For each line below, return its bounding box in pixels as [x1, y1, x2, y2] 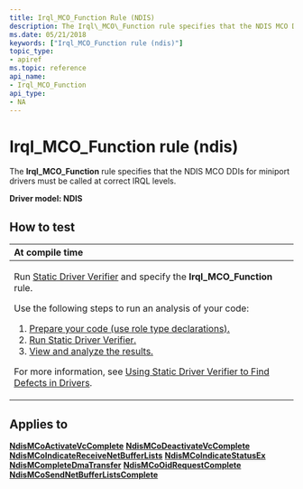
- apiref [9, 55, 42, 64]
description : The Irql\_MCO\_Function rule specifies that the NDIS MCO [9, 22, 289, 31]
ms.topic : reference [9, 64, 87, 73]
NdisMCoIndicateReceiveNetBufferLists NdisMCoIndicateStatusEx [9, 449, 266, 461]
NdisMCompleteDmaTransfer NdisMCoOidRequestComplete [9, 459, 242, 470]
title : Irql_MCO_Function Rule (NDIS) [9, 13, 155, 23]
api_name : [9, 72, 47, 81]
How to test [9, 219, 75, 235]
